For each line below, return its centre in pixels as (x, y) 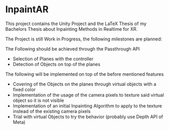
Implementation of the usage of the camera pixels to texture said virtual (88, 95)
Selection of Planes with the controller (53, 59)
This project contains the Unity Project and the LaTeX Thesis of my (76, 24)
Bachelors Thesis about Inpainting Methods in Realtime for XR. (71, 29)
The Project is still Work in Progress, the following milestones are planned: (84, 39)
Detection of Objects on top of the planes (57, 64)
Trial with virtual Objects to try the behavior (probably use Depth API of (88, 117)
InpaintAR (27, 9)
